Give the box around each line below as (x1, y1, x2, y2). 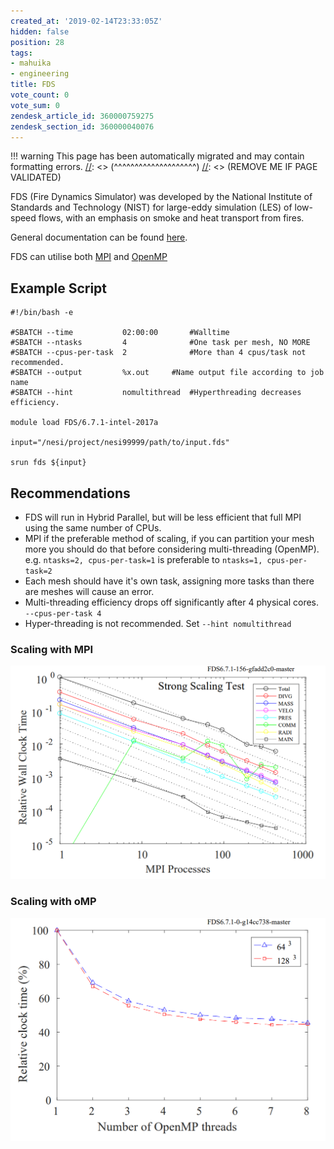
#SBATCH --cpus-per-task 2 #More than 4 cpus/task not (10, 348, 307, 358)
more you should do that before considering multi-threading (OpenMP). (24, 543, 320, 555)
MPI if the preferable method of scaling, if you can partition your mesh (24, 533, 315, 544)
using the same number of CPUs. (24, 522, 162, 534)
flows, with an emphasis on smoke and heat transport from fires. (38, 212, 305, 224)
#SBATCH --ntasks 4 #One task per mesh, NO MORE (10, 338, 311, 348)
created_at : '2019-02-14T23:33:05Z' (10, 16, 163, 26)
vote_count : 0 (10, 90, 70, 100)
